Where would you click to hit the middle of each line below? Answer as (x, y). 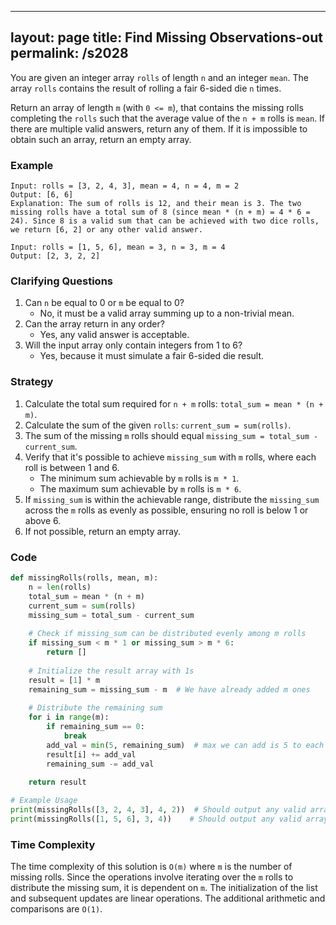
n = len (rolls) (60, 587)
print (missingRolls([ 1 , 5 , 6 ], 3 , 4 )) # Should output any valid (156, 819)
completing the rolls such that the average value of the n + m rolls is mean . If (168, 118)
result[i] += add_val (91, 754)
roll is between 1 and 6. (72, 467)
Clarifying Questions (61, 281)
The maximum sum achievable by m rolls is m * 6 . (140, 488)
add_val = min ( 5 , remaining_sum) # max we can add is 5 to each (185, 745)
